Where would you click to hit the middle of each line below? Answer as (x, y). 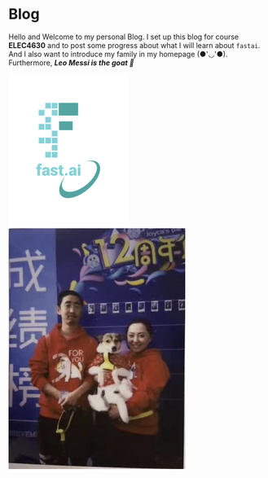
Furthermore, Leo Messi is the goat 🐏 (71, 63)
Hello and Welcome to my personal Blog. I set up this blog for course (123, 37)
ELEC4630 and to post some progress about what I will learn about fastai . (134, 45)
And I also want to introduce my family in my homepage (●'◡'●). (118, 54)
